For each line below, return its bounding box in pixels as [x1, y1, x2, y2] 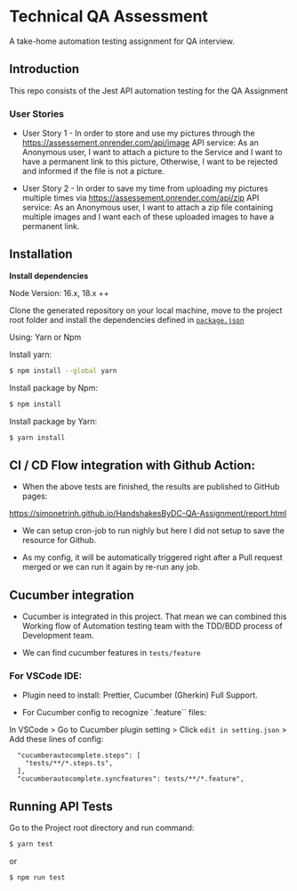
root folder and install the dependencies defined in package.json [9, 314, 245, 325]
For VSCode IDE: [9, 670, 83, 682]
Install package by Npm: [9, 382, 98, 393]
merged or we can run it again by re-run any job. [21, 562, 200, 573]
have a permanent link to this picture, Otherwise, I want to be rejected [21, 156, 278, 167]
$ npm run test [9, 873, 66, 882]
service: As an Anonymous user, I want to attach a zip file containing [21, 202, 274, 213]
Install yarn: [9, 349, 52, 359]
